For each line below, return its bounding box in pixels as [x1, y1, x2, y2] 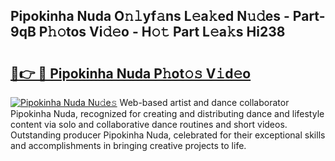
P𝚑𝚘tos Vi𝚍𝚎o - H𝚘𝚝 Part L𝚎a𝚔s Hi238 [38, 24, 286, 41]
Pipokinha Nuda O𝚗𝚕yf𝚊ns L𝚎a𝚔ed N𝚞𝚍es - [10, 8, 290, 25]
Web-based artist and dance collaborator [119, 97, 290, 108]
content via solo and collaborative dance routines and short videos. [10, 119, 288, 130]
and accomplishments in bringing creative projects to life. [10, 140, 247, 151]
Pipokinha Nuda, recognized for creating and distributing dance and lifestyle [10, 108, 325, 119]
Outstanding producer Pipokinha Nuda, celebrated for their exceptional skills [10, 129, 326, 141]
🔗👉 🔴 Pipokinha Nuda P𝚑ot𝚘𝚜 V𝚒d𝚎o [10, 65, 252, 82]
